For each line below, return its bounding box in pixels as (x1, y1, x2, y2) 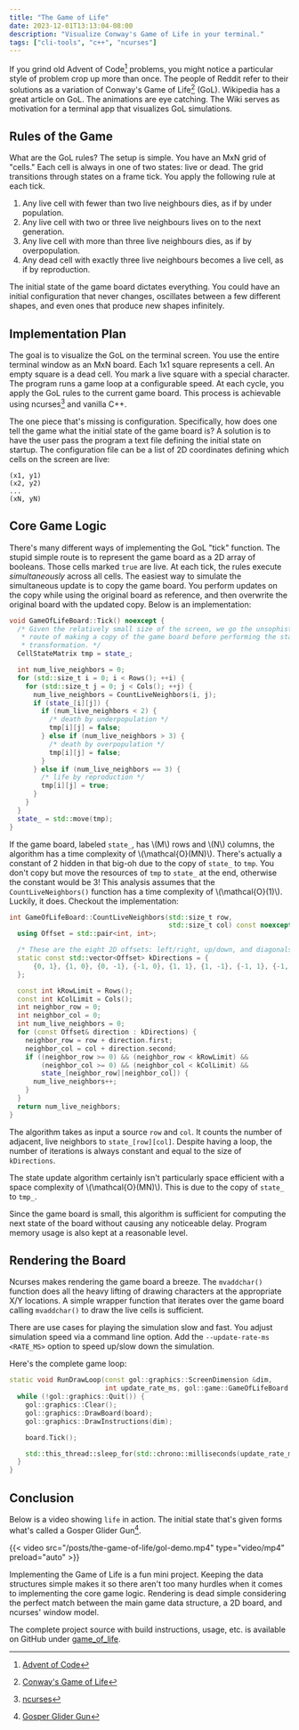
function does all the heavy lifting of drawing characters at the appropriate (9, 1286, 282, 1296)
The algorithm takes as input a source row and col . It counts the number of (9, 1126, 283, 1137)
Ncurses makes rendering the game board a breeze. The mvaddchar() (9, 1277, 263, 1287)
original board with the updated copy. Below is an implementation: (9, 598, 252, 610)
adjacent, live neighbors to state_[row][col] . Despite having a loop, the (9, 1136, 273, 1147)
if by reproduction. (21, 264, 91, 275)
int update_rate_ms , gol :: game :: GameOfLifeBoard (104, 1384, 289, 1393)
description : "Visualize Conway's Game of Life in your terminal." (9, 29, 265, 38)
